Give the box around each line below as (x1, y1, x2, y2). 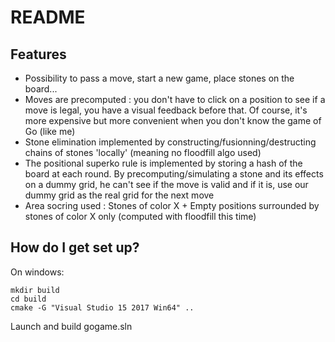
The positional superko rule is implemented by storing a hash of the (24, 157, 303, 169)
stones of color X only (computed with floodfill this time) (24, 211, 257, 222)
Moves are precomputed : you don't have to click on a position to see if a (24, 94, 326, 105)
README (10, 6, 86, 29)
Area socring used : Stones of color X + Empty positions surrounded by (24, 200, 320, 211)
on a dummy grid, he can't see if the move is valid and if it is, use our (24, 179, 309, 190)
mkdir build (10, 285, 60, 295)
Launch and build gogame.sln (10, 320, 133, 332)
